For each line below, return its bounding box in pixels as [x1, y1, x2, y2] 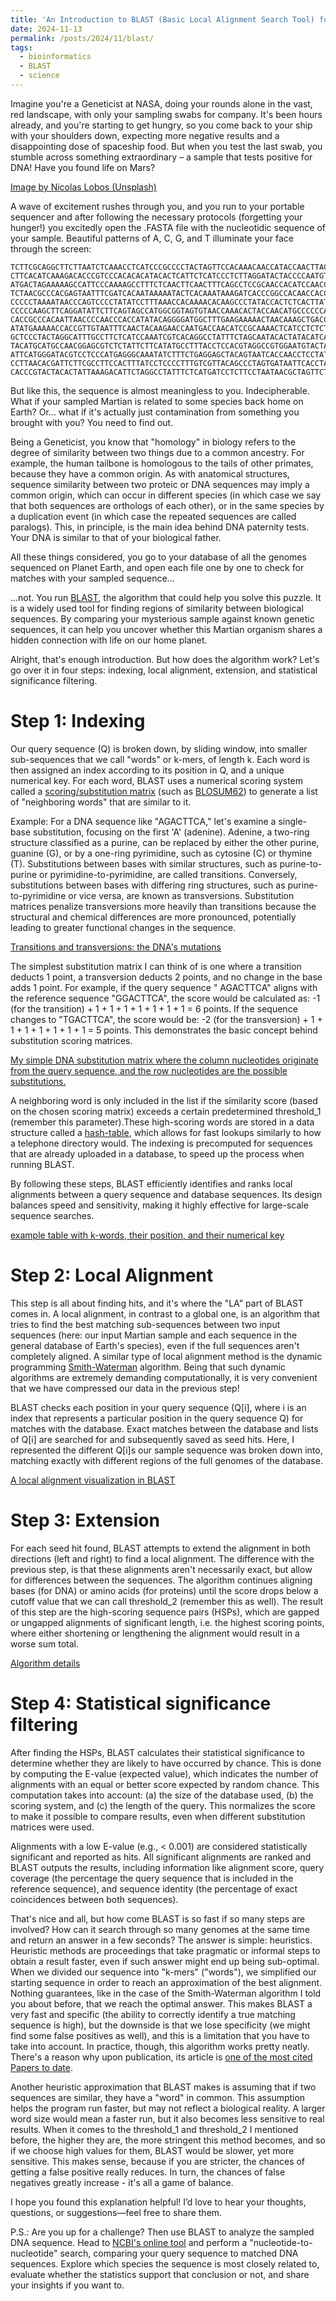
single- [278, 815, 308, 827]
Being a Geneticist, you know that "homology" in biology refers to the [10, 436, 296, 448]
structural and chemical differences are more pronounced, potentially [10, 911, 297, 923]
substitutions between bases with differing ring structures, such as [10, 879, 286, 891]
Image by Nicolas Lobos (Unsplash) [10, 181, 157, 193]
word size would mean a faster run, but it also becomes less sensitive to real [10, 2112, 325, 2125]
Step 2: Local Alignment [10, 1264, 214, 1286]
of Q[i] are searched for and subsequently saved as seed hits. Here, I [10, 1433, 295, 1445]
